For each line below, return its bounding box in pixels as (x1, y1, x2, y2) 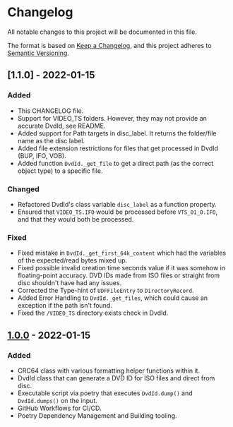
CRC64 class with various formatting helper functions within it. (17, 366, 200, 375)
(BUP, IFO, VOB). (17, 151, 67, 160)
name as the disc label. (17, 136, 85, 145)
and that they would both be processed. (17, 215, 134, 223)
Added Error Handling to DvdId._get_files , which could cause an (17, 294, 208, 302)
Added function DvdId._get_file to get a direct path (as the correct (17, 159, 214, 167)
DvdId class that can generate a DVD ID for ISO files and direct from (17, 373, 215, 382)
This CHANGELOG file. (17, 107, 84, 115)
